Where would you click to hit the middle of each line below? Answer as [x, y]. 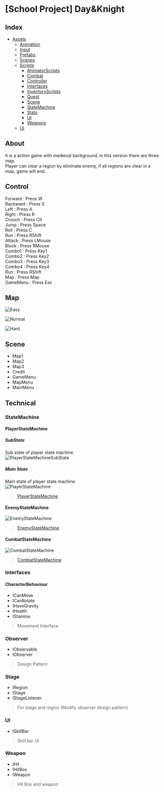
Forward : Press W [24, 199]
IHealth [19, 611]
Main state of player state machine [40, 482]
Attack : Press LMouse [28, 241]
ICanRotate [24, 600]
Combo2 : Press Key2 [27, 256]
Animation [30, 44]
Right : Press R [20, 214]
